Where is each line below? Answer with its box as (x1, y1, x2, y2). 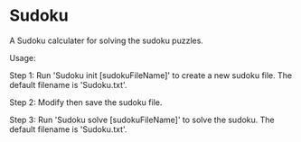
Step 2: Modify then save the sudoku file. (9, 96, 163, 108)
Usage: (9, 52, 36, 63)
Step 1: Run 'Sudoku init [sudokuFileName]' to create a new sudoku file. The (9, 69, 292, 81)
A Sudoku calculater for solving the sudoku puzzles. (9, 35, 203, 46)
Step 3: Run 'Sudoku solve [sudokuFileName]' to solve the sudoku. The (9, 114, 276, 125)
